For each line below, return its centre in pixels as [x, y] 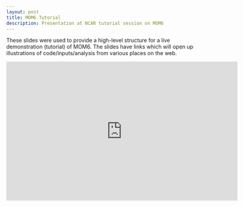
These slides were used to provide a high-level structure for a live [88, 41]
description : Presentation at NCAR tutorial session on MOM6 [85, 23]
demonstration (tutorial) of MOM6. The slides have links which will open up [100, 47]
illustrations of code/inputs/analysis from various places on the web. [92, 53]
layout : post [23, 12]
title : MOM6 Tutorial [34, 18]
